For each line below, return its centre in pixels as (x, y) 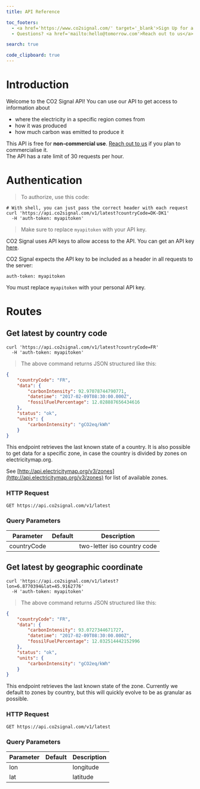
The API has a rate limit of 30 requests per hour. (65, 156)
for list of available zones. (136, 478)
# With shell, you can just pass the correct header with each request (97, 208)
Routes (24, 312)
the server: (20, 265)
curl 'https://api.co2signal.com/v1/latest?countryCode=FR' (83, 347)
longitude (86, 767)
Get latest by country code (57, 333)
